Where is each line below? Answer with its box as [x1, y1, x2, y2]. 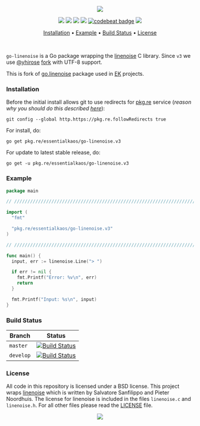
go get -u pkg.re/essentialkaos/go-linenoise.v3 [6, 160, 129, 166]
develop [9, 352, 31, 359]
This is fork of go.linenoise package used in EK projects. [6, 70, 145, 77]
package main [6, 188, 39, 194]
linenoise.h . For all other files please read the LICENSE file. [6, 402, 153, 409]
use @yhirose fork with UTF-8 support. [6, 58, 102, 66]
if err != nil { [11, 269, 52, 275]
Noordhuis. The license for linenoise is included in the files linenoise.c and [6, 396, 192, 403]
